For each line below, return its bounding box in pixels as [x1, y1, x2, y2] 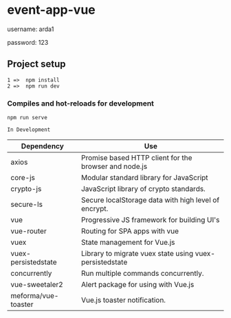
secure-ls [10, 199, 43, 209]
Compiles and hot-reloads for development [7, 99, 155, 108]
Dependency [21, 141, 64, 151]
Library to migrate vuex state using [81, 249, 194, 259]
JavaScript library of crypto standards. [81, 184, 206, 194]
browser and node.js [81, 161, 148, 171]
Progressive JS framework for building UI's [81, 215, 220, 225]
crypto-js [10, 184, 42, 194]
